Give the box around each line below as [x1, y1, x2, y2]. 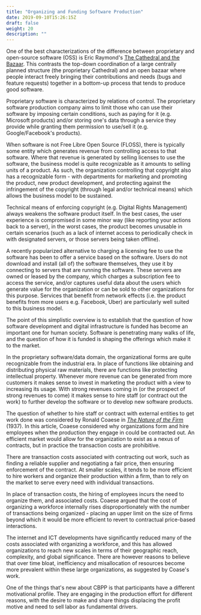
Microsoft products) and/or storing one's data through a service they [6, 117, 176, 124]
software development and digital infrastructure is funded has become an [6, 323, 188, 330]
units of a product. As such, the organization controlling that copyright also [6, 166, 191, 174]
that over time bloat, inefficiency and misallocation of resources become [6, 560, 185, 567]
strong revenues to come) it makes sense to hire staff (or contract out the [6, 392, 188, 399]
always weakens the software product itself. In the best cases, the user [6, 210, 182, 217]
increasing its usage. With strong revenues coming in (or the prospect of [6, 386, 185, 393]
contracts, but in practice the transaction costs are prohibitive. [6, 442, 160, 449]
